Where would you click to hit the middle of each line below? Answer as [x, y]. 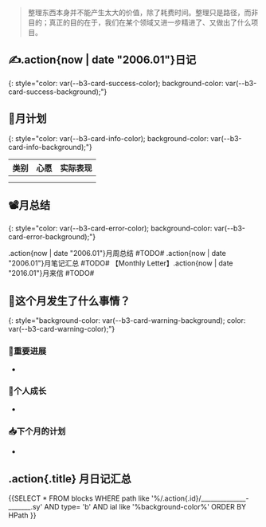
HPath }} [22, 515]
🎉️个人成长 [27, 391]
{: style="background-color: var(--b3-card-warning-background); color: [127, 321]
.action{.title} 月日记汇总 [70, 479]
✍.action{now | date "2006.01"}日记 [102, 60]
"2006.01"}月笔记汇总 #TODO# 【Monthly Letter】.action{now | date [121, 263]
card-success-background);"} [58, 92]
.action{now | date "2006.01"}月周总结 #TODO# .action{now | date [117, 254]
